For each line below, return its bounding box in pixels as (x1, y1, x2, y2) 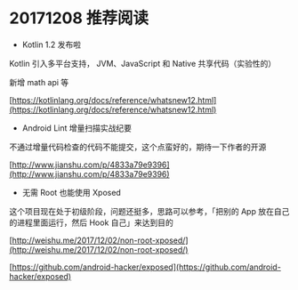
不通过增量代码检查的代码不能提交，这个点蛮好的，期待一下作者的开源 (9, 141, 267, 152)
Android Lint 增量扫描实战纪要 (21, 122, 132, 133)
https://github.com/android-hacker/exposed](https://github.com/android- (12, 262, 282, 272)
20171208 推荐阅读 (9, 8, 149, 28)
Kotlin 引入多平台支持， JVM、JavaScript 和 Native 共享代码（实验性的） (9, 58, 277, 68)
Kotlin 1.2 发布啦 (21, 39, 82, 50)
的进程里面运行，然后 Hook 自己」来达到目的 (9, 217, 173, 228)
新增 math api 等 (9, 77, 69, 87)
